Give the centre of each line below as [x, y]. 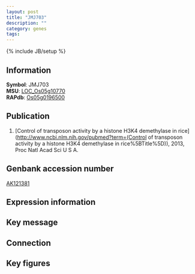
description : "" [26, 23]
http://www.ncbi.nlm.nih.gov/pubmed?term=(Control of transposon [100, 137]
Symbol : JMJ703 [28, 84]
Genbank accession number [60, 169]
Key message [32, 223]
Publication [28, 116]
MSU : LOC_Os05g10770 [36, 91]
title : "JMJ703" [26, 17]
